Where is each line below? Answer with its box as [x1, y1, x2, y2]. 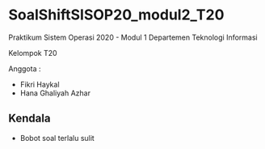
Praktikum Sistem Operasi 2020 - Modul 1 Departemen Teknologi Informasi [8, 32, 258, 42]
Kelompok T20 [8, 48, 58, 57]
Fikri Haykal [19, 79, 60, 89]
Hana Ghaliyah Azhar [19, 87, 91, 98]
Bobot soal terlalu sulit [19, 133, 95, 143]
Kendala [8, 112, 51, 126]
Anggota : [8, 63, 41, 74]
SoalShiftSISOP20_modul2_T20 [8, 6, 225, 24]
